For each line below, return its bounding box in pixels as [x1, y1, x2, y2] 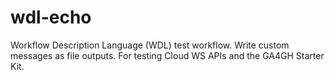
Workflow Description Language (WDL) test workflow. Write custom [10, 39, 290, 51]
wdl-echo [10, 6, 92, 29]
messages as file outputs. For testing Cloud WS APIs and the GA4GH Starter [10, 49, 325, 61]
